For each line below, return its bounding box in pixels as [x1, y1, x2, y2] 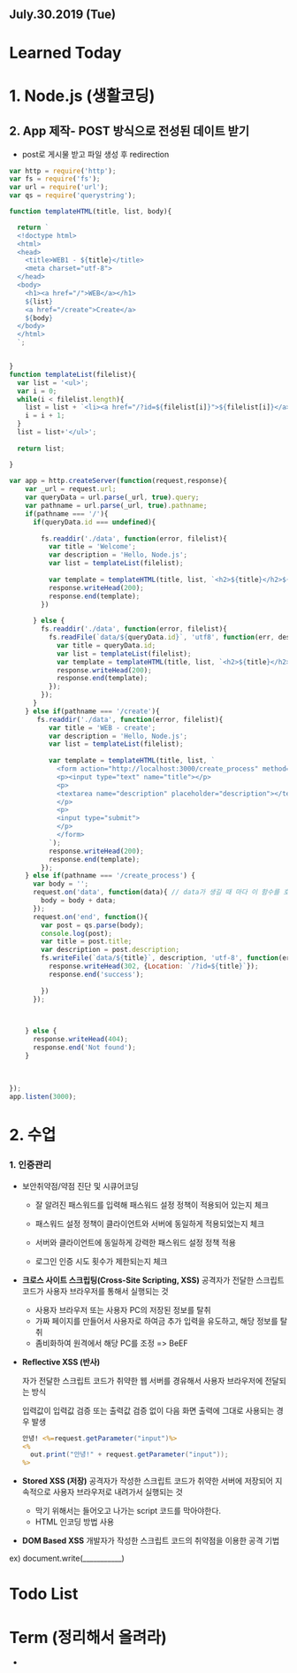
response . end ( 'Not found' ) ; [32, 1043, 137, 1052]
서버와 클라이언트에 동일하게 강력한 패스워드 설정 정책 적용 [34, 1237, 237, 1247]
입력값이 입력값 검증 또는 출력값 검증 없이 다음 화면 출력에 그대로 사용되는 [21, 1405, 275, 1416]
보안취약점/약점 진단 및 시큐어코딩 [21, 1180, 139, 1191]
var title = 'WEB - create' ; [48, 723, 156, 733]
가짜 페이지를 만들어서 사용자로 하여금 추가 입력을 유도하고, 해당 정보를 [34, 1316, 278, 1326]
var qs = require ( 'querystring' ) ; [9, 191, 137, 200]
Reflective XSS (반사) [21, 1356, 100, 1367]
